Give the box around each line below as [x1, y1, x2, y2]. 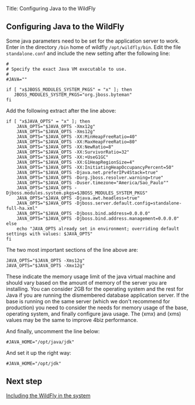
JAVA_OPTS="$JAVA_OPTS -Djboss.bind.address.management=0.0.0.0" [16, 216, 180, 221]
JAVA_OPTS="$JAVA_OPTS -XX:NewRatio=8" [16, 144, 114, 150]
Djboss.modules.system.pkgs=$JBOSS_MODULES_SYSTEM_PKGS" [6, 190, 148, 196]
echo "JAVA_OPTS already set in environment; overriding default [16, 226, 180, 231]
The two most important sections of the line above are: [6, 246, 139, 253]
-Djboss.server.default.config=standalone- [74, 200, 182, 206]
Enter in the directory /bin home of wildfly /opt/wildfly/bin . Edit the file [6, 43, 182, 50]
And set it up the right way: [6, 349, 71, 356]
